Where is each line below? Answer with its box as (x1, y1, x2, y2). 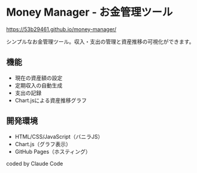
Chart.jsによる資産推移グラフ (14, 96, 87, 104)
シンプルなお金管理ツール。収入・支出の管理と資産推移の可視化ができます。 (6, 38, 195, 45)
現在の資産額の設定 (14, 74, 63, 81)
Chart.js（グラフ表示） (14, 140, 72, 147)
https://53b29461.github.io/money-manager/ (6, 25, 117, 33)
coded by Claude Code (6, 160, 63, 167)
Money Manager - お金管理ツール (6, 5, 173, 19)
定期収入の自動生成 (14, 81, 63, 89)
